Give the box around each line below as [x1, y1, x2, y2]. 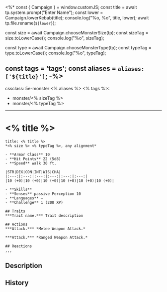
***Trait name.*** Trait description [5, 213, 83, 218]
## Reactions [5, 244, 32, 249]
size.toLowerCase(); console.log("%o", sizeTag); [5, 35, 104, 41]
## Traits [5, 209, 26, 214]
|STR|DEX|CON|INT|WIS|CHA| [5, 169, 61, 174]
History [5, 279, 29, 287]
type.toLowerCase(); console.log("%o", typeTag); [5, 50, 106, 56]
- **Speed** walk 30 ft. [5, 160, 57, 166]
